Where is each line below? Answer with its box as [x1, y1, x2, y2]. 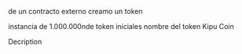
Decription [8, 37, 42, 46]
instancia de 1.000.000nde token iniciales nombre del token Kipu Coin [8, 22, 234, 31]
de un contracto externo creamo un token [8, 7, 143, 16]
